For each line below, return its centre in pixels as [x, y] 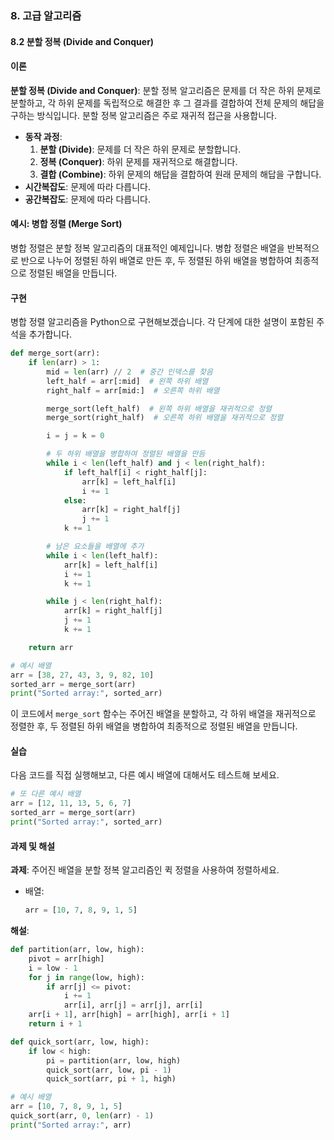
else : [75, 500]
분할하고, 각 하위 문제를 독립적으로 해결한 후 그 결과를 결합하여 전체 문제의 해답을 [167, 103]
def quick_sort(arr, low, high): [80, 1042]
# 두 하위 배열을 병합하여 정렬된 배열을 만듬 [126, 454]
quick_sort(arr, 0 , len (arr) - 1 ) [82, 1116]
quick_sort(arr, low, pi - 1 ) [109, 1070]
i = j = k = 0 [75, 436]
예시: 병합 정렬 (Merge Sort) [66, 224]
